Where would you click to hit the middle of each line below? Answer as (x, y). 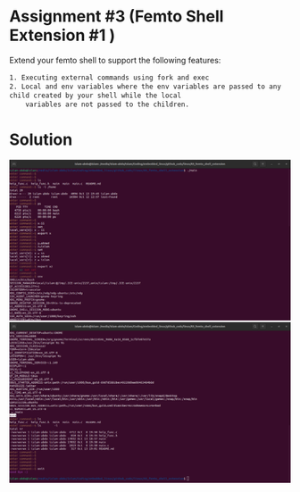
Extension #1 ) (62, 35)
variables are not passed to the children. (108, 104)
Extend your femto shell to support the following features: (115, 60)
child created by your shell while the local (95, 96)
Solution (41, 140)
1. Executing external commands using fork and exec (109, 78)
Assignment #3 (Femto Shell (117, 17)
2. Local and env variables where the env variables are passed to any (145, 87)
